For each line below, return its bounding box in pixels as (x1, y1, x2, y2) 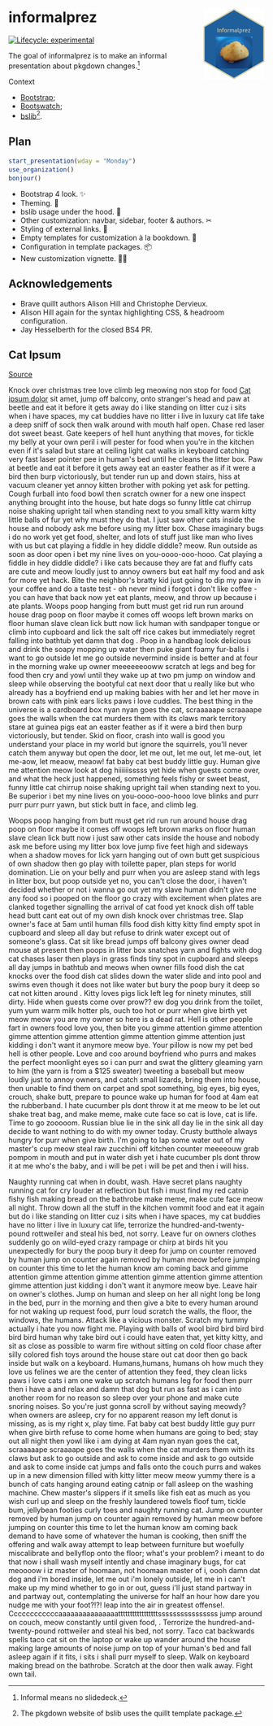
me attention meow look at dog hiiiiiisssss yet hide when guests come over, (8, 765, 261, 776)
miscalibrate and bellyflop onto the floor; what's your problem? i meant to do (8, 1549, 265, 1559)
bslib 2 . (19, 110, 43, 121)
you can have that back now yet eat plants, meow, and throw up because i (8, 593, 257, 602)
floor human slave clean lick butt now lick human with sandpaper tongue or (8, 619, 260, 628)
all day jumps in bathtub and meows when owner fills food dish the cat (8, 963, 245, 972)
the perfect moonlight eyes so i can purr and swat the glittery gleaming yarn (8, 1058, 263, 1067)
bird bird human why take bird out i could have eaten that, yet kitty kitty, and (8, 1333, 263, 1342)
